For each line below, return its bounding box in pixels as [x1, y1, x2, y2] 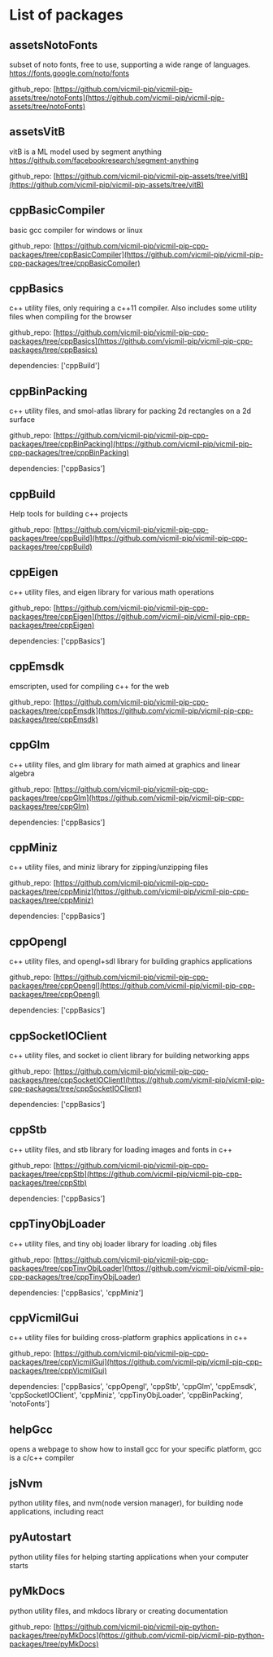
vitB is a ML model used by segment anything [9, 147, 162, 156]
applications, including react [9, 1507, 104, 1516]
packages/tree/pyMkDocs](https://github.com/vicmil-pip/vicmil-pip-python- [9, 1630, 265, 1640]
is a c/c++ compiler [9, 1453, 75, 1463]
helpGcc [9, 1422, 53, 1436]
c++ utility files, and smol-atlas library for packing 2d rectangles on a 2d [9, 406, 251, 416]
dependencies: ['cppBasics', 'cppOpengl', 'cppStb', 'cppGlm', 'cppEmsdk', [9, 1382, 257, 1391]
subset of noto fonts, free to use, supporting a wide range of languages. [9, 59, 251, 69]
